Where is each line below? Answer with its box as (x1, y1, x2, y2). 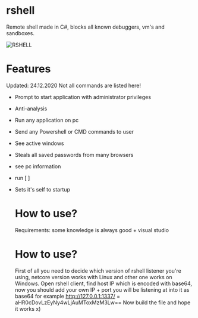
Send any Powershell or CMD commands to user (14, 128, 134, 135)
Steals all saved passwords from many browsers (14, 151, 134, 158)
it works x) (14, 305, 41, 312)
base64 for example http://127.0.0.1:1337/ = (14, 292, 121, 300)
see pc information (14, 162, 61, 170)
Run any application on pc (14, 116, 79, 124)
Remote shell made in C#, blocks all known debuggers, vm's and (6, 23, 165, 30)
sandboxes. (6, 29, 34, 36)
